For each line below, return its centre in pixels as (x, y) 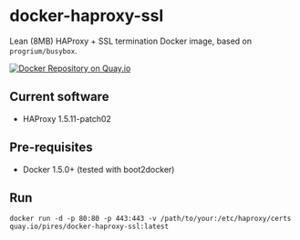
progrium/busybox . (43, 50)
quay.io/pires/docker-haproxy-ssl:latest (89, 227)
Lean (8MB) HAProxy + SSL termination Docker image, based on (131, 41)
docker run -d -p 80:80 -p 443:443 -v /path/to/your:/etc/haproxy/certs (150, 219)
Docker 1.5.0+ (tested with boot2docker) (98, 169)
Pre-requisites (51, 148)
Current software (59, 97)
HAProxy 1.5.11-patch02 (67, 118)
